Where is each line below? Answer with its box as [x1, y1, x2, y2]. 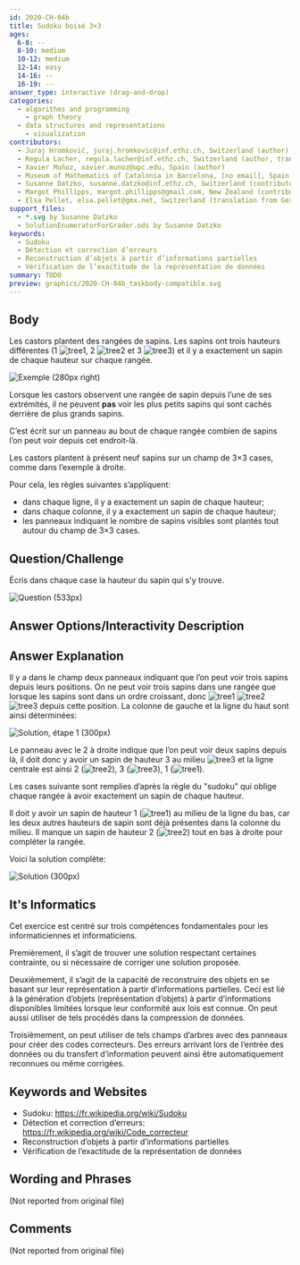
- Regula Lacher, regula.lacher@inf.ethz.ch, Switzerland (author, [17, 154, 274, 164]
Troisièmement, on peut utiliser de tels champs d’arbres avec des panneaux [9, 1030, 288, 1041]
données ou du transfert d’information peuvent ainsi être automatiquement [9, 1049, 284, 1059]
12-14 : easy [17, 63, 62, 72]
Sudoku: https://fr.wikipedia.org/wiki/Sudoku [21, 1108, 187, 1118]
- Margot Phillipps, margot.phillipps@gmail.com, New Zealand [17, 188, 254, 197]
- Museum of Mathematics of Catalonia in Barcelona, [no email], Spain [17, 171, 290, 180]
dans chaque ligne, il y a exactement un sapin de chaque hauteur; [21, 497, 265, 508]
